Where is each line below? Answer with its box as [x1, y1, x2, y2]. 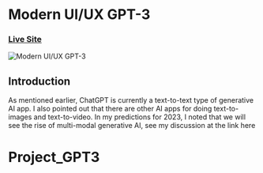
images [8, 112, 32, 122]
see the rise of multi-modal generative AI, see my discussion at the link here [8, 121, 256, 130]
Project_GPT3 [8, 149, 100, 167]
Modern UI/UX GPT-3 [8, 6, 151, 24]
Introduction [8, 74, 71, 88]
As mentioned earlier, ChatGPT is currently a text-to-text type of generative [8, 96, 254, 105]
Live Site [8, 34, 42, 45]
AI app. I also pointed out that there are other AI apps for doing [8, 104, 212, 114]
